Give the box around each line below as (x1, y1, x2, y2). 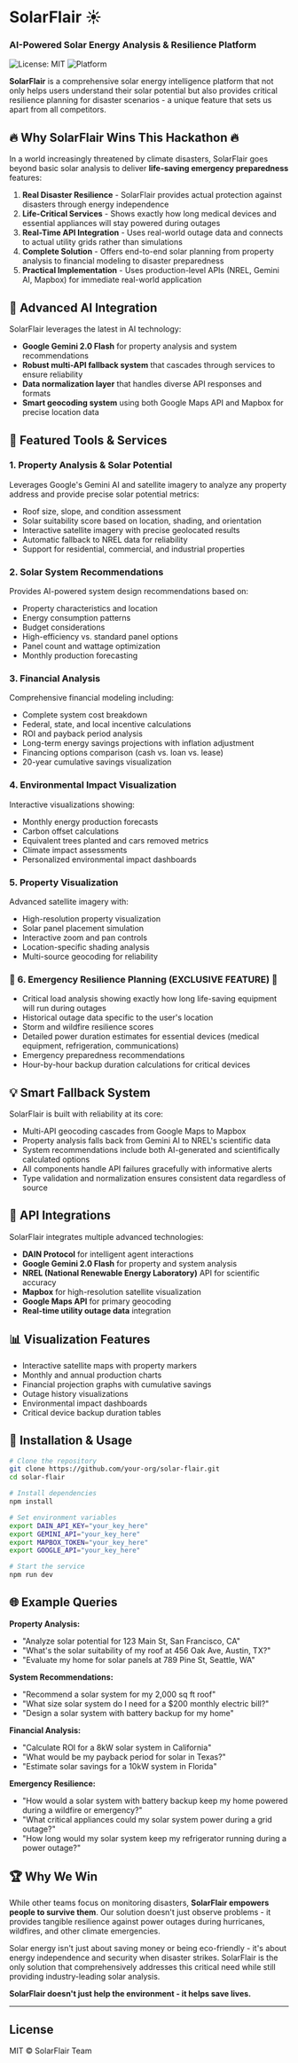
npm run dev (9, 1571, 53, 1580)
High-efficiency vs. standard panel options (21, 631, 179, 642)
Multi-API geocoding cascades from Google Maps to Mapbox (21, 1126, 247, 1137)
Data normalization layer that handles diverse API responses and (21, 379, 263, 389)
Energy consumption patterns (21, 613, 131, 624)
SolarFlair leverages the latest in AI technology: (9, 324, 182, 334)
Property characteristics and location (21, 603, 158, 614)
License (9, 2022, 54, 2037)
